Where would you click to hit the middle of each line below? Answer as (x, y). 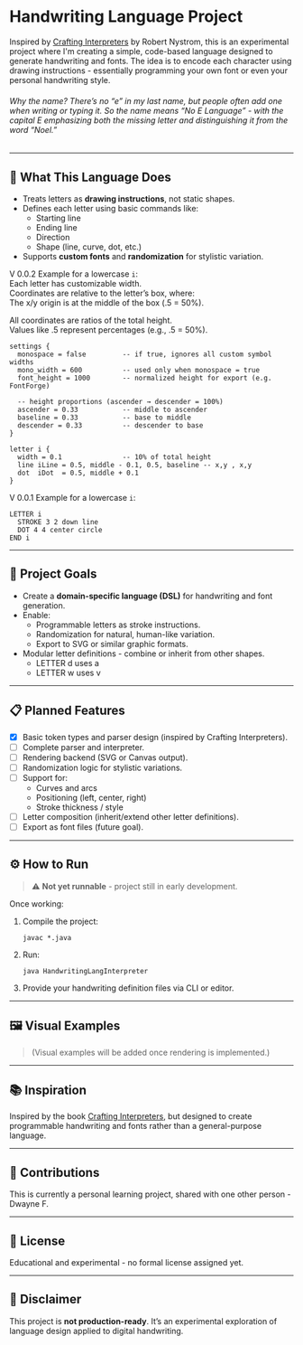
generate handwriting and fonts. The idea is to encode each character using (151, 61)
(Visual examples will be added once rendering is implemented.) (151, 1052)
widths (22, 362)
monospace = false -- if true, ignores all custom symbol (145, 354)
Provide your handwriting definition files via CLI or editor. (128, 988)
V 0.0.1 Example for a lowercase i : (73, 497)
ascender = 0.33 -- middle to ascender (112, 409)
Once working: (37, 903)
